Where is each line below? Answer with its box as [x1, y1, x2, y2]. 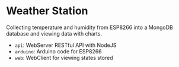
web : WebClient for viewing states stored [14, 54, 114, 61]
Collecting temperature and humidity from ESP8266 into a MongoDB [6, 24, 173, 31]
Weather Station [6, 4, 88, 18]
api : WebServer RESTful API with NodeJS [14, 42, 117, 49]
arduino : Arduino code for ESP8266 [14, 47, 102, 55]
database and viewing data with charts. [6, 30, 103, 37]
